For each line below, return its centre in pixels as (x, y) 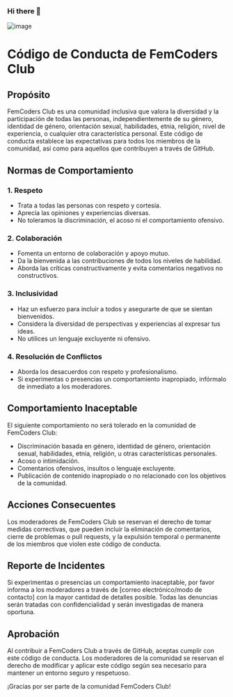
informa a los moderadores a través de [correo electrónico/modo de (105, 590)
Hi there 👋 (24, 11)
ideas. (26, 331)
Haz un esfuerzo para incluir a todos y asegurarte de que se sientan (115, 308)
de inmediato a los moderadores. (65, 386)
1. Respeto (25, 190)
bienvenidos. (35, 316)
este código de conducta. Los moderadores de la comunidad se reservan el (116, 658)
